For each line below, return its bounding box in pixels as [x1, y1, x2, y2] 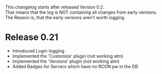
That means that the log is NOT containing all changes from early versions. [5, 9, 158, 15]
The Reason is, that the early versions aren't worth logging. [5, 15, 126, 20]
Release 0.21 [5, 32, 58, 43]
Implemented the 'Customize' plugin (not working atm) [12, 53, 123, 59]
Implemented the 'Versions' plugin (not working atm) [12, 58, 120, 64]
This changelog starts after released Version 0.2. [5, 4, 105, 10]
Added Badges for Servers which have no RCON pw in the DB [12, 63, 138, 69]
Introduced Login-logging [12, 48, 65, 53]
